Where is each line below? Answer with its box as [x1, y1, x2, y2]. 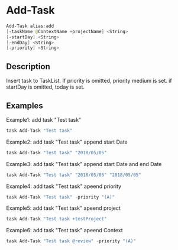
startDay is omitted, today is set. [6, 83, 85, 90]
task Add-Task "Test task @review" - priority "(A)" [6, 238, 136, 244]
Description [6, 61, 50, 72]
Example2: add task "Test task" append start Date [6, 138, 128, 145]
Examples [6, 100, 43, 111]
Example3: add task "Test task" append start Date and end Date [6, 160, 162, 167]
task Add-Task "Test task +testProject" [6, 216, 108, 222]
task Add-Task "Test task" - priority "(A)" [6, 194, 115, 200]
